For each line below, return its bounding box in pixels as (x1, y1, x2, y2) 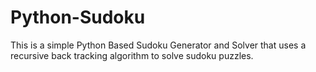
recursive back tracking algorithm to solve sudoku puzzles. (10, 49, 254, 61)
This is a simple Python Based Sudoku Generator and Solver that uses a (10, 39, 307, 51)
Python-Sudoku (10, 6, 146, 29)
